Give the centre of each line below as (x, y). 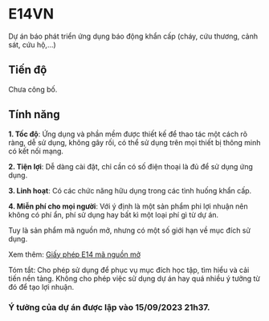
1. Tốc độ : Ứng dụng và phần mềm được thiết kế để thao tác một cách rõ (128, 134)
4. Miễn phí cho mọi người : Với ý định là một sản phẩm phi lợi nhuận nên (128, 206)
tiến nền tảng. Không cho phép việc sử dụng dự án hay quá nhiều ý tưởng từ (134, 278)
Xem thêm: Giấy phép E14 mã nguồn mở (75, 254)
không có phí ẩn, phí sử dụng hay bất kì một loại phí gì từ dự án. (114, 214)
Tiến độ (28, 70)
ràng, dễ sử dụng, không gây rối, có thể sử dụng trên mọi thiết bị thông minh (134, 142)
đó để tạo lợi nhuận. (41, 286)
